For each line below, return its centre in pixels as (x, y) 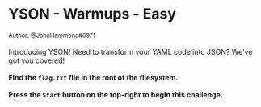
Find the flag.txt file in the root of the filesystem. (93, 77)
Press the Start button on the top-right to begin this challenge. (116, 94)
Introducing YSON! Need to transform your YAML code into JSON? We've (130, 51)
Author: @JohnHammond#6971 (52, 35)
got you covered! (37, 60)
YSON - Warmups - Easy (92, 14)
